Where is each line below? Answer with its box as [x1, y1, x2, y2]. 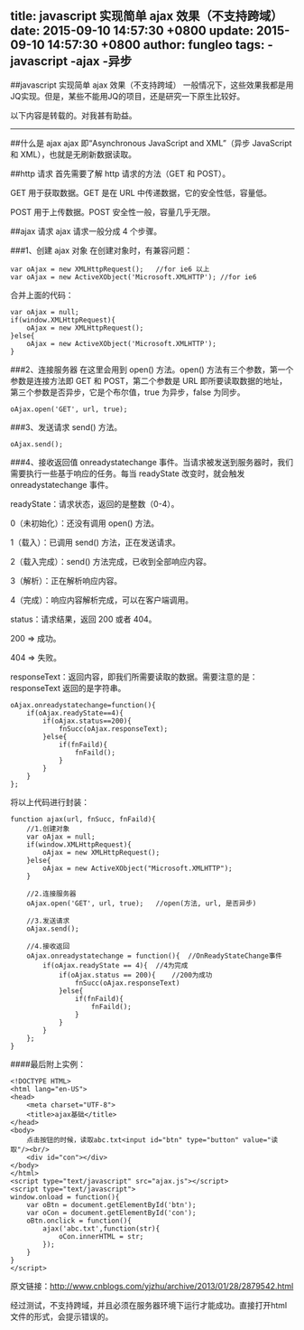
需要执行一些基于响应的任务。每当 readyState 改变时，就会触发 [10, 468, 245, 479]
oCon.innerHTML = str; [58, 1232, 144, 1241]
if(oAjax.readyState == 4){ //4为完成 [42, 960, 189, 969]
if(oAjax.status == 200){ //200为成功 [58, 970, 213, 979]
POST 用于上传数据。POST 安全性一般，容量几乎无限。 [10, 206, 216, 217]
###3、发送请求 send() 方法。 [10, 421, 123, 432]
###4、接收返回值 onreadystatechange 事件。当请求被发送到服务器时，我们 [10, 456, 294, 467]
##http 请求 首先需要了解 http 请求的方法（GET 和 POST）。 [10, 168, 231, 179]
